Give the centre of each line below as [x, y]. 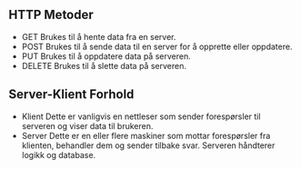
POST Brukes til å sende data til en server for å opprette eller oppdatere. [157, 46]
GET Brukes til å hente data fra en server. [99, 36]
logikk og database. [59, 154]
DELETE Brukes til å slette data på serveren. [104, 65]
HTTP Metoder [51, 15]
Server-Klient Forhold [71, 94]
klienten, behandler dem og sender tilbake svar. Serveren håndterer [148, 145]
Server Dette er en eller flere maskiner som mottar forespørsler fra [146, 135]
